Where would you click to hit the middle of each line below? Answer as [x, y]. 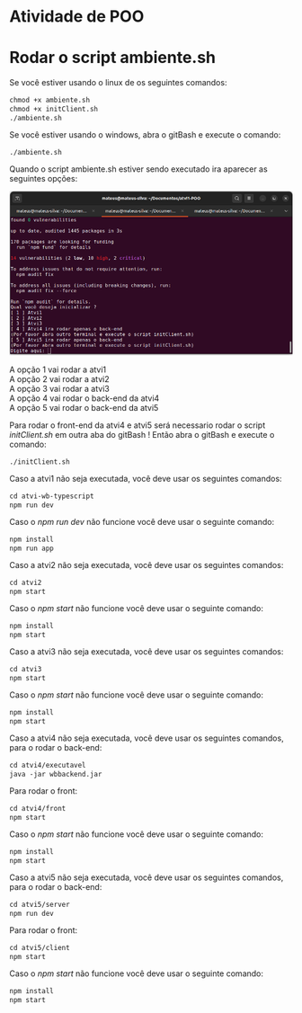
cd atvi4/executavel [48, 765]
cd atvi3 [26, 669]
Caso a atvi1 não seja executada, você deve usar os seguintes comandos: [146, 478]
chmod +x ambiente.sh [50, 101]
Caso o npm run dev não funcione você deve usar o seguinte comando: [142, 521]
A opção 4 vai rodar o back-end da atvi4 [84, 398]
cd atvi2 [26, 582]
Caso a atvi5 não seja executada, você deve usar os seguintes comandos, [147, 877]
